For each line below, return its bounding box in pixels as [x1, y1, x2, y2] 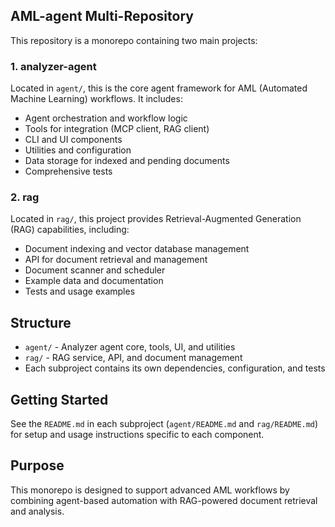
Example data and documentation [24, 275, 164, 287]
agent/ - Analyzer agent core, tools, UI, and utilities [24, 341, 236, 353]
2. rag [10, 190, 40, 204]
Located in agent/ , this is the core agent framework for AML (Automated [10, 82, 308, 94]
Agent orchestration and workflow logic [24, 112, 188, 124]
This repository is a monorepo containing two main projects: [10, 34, 258, 46]
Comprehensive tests [24, 165, 113, 178]
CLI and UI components [24, 134, 123, 146]
